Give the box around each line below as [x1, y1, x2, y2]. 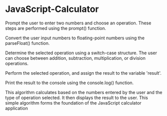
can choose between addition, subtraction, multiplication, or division [5, 55, 146, 61]
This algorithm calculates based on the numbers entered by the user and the [5, 89, 163, 95]
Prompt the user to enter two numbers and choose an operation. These [5, 20, 152, 26]
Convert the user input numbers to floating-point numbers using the [5, 35, 145, 41]
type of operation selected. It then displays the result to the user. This [5, 95, 148, 101]
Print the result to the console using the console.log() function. [5, 80, 134, 86]
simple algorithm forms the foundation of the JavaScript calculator [5, 100, 142, 106]
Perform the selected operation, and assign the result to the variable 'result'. [5, 70, 162, 76]
